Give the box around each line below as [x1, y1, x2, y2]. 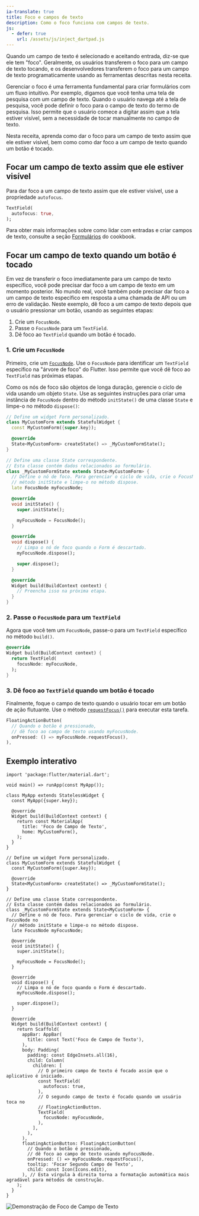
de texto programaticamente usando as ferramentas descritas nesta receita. [6, 72, 192, 78]
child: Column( [27, 1057, 65, 1063]
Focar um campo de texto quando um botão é [6, 250, 176, 260]
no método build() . [6, 633, 54, 640]
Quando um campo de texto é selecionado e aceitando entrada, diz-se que [6, 53, 190, 59]
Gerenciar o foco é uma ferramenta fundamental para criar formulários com [6, 83, 191, 90]
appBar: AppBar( [21, 1031, 62, 1038]
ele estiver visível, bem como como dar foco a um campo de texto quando [6, 139, 188, 145]
